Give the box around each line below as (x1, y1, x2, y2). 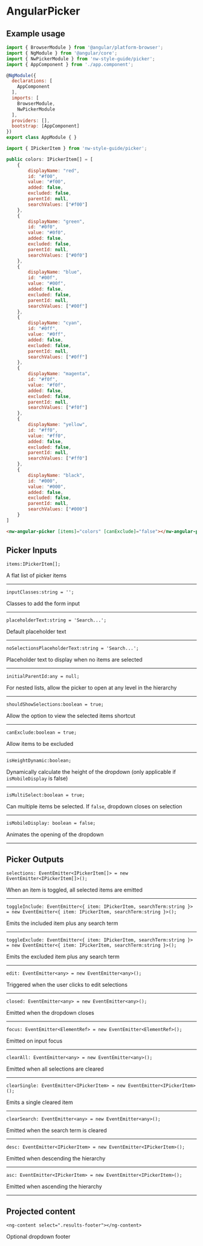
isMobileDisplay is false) (6, 775, 68, 782)
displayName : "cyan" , (28, 320, 83, 326)
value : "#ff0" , (28, 433, 66, 439)
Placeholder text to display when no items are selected (6, 656, 143, 663)
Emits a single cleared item (6, 1099, 74, 1106)
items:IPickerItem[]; (6, 561, 61, 567)
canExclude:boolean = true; (6, 730, 77, 736)
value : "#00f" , (28, 280, 66, 286)
